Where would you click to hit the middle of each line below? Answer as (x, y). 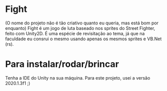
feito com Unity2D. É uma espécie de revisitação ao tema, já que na (75, 33)
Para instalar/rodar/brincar (62, 64)
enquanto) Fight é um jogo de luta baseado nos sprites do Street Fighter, (80, 28)
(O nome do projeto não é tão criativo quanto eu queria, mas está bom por (82, 23)
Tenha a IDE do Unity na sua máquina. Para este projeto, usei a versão (78, 78)
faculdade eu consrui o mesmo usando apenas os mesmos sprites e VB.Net (83, 39)
